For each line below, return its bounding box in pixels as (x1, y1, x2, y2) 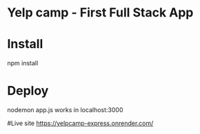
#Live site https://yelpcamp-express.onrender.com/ (7, 119, 154, 128)
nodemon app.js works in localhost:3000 (7, 106, 123, 114)
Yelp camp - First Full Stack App (7, 5, 194, 21)
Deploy (7, 83, 49, 99)
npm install (7, 59, 39, 67)
